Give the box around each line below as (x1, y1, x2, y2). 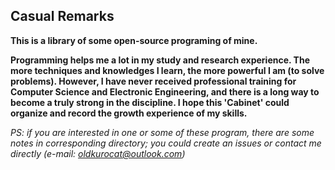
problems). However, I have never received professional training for (10, 75, 297, 87)
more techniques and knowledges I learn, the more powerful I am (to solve (10, 64, 325, 76)
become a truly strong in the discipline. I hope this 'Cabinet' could (10, 96, 290, 108)
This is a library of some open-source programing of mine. (10, 34, 258, 46)
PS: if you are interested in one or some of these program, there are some (10, 126, 315, 138)
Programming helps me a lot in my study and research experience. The (10, 54, 311, 66)
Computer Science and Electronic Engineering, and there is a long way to (10, 85, 320, 98)
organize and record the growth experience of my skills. (10, 107, 248, 119)
